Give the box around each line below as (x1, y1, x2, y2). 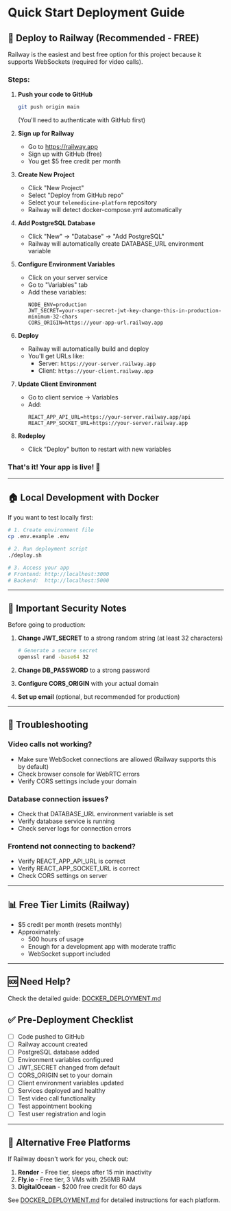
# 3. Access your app (8, 564, 70, 571)
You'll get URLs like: (27, 352, 84, 360)
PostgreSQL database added (17, 1048, 99, 1056)
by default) (17, 762, 49, 770)
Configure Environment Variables (17, 260, 115, 268)
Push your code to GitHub (17, 91, 93, 99)
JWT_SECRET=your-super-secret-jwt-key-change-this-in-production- (27, 308, 222, 314)
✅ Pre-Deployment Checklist (8, 1014, 134, 1026)
